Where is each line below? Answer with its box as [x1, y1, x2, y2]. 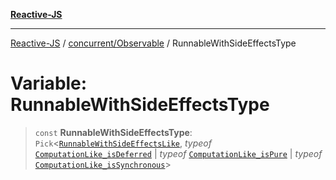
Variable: [10, 72, 88, 95]
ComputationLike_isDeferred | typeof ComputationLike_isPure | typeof [34, 147, 323, 159]
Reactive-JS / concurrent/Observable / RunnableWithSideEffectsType [10, 37, 297, 49]
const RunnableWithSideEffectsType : [34, 126, 193, 138]
